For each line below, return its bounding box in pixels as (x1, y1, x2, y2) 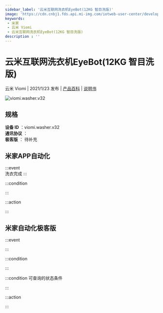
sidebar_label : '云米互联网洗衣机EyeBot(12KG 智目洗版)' (5, 7, 114, 12)
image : (5, 12, 18, 16)
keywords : (5, 16, 25, 21)
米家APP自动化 (5, 152, 50, 160)
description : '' (5, 34, 40, 39)
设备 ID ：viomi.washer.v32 (5, 124, 60, 130)
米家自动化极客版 (5, 224, 56, 232)
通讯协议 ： (5, 130, 28, 136)
